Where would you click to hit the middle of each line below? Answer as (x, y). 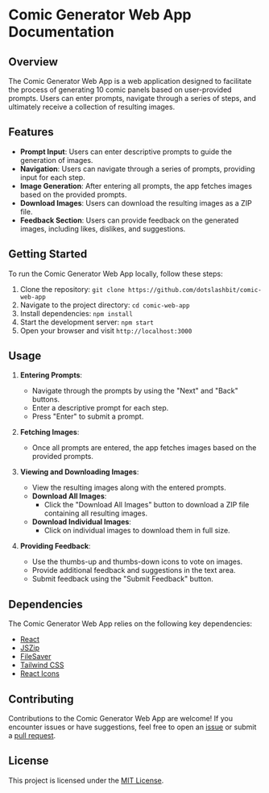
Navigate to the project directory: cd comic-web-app (105, 305)
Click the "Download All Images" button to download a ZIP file (147, 505)
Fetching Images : (50, 432)
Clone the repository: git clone (72, 289)
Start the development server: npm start (87, 322)
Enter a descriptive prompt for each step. (100, 408)
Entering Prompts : (51, 375)
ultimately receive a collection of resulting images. (92, 107)
